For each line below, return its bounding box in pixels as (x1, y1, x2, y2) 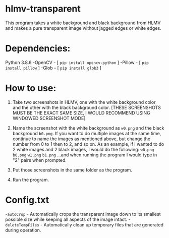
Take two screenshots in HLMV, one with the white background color (12, 99, 156, 105)
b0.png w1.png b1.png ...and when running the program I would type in (12, 152, 157, 158)
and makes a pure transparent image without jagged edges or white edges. (5, 25, 161, 31)
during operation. (5, 227, 41, 233)
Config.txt (5, 195, 49, 206)
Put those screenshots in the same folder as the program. (12, 167, 132, 173)
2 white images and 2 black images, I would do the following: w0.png (12, 146, 154, 152)
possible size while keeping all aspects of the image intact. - (5, 216, 131, 222)
